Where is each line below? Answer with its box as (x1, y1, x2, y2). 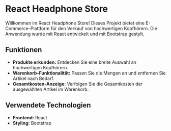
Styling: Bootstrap (12, 120, 52, 126)
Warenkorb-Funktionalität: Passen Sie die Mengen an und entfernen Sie (12, 70, 166, 76)
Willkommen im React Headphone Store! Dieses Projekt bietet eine (5, 20, 145, 26)
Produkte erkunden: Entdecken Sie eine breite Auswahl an (12, 59, 136, 65)
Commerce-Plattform (5, 25, 50, 31)
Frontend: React (12, 114, 47, 120)
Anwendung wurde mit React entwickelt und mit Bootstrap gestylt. (5, 31, 145, 37)
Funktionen (5, 45, 42, 54)
